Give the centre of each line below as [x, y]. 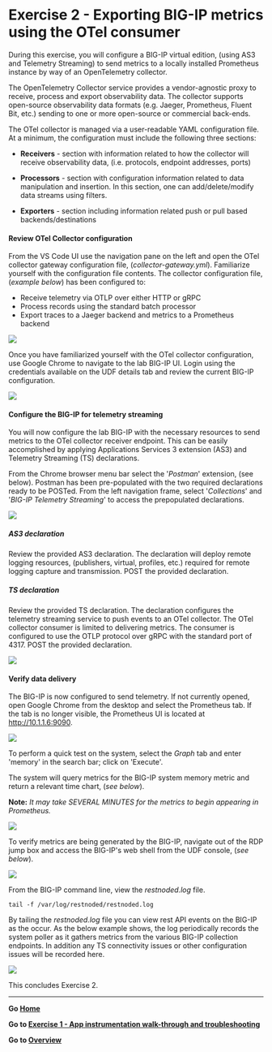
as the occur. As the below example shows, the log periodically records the [134, 929]
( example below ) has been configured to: [77, 282]
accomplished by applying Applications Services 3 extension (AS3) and [127, 450]
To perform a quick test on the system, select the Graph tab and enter [125, 753]
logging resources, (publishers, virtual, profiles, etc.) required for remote [129, 563]
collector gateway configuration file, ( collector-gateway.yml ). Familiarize [129, 265]
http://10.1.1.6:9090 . [40, 722]
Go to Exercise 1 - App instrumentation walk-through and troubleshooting [134, 1024]
